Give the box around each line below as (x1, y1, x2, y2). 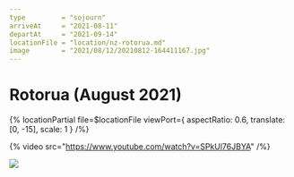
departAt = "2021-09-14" (9, 29, 118, 38)
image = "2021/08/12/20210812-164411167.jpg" (9, 46, 211, 55)
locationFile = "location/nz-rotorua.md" (9, 38, 167, 47)
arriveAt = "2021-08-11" (9, 21, 118, 30)
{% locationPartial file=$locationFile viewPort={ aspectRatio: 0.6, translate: (9, 114, 285, 125)
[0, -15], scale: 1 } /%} (9, 124, 90, 135)
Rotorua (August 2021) (9, 85, 182, 105)
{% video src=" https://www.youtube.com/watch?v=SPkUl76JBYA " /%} (9, 141, 271, 152)
